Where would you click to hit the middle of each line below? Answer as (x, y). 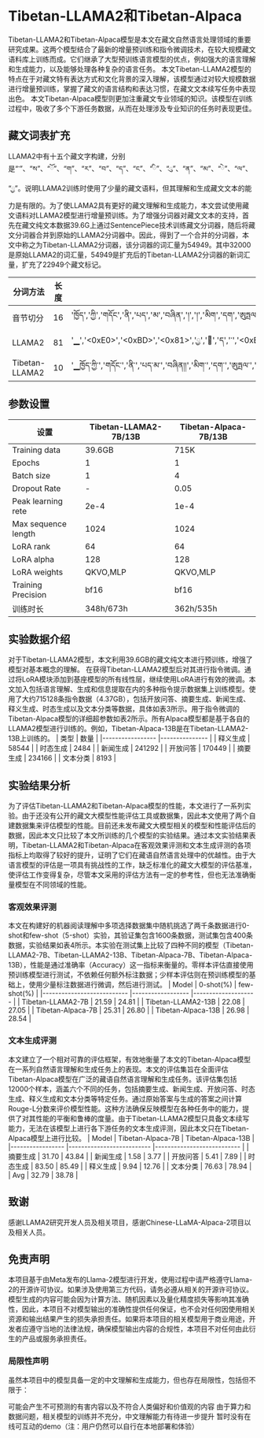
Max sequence (39, 523)
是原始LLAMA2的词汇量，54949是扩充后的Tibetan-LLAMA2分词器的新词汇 (129, 255)
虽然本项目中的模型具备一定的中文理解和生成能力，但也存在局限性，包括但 (128, 1380)
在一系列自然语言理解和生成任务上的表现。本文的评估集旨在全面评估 (118, 1069)
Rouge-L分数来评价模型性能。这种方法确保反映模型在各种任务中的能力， (125, 1109)
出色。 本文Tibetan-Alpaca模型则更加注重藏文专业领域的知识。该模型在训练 (130, 98)
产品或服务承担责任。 (56, 1339)
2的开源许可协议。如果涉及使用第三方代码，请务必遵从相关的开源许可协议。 (131, 1290)
